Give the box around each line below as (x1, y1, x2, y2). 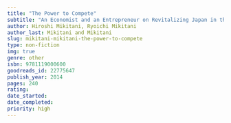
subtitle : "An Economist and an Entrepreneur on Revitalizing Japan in (7, 16, 217, 23)
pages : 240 (7, 80, 38, 87)
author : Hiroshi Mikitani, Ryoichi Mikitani (7, 23, 137, 29)
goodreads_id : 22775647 (7, 67, 76, 74)
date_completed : (7, 99, 54, 106)
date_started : (7, 93, 48, 100)
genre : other (7, 55, 45, 61)
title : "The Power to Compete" (7, 10, 97, 17)
